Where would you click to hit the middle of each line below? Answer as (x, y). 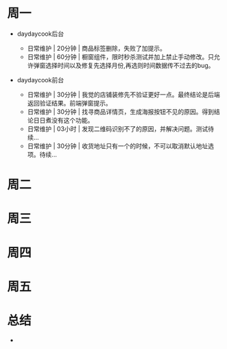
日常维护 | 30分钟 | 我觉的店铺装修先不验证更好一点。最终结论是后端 (124, 94)
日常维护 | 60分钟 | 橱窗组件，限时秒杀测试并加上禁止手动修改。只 (121, 57)
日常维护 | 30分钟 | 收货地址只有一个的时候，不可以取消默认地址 (118, 146)
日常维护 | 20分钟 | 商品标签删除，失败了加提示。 (97, 48)
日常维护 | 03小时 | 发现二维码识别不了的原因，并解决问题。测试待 (121, 129)
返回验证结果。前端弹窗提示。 (69, 103)
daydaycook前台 (40, 80)
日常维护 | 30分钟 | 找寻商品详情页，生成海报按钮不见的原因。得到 (121, 111)
